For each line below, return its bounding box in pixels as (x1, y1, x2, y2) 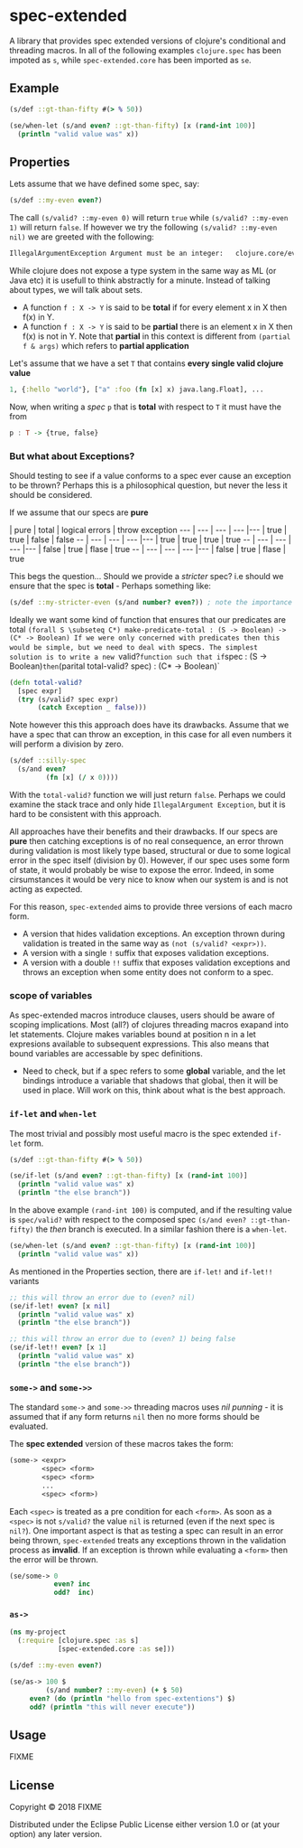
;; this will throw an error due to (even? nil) (9, 1293, 196, 1302)
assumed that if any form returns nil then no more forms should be (9, 1412, 260, 1422)
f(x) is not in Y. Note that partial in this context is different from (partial (22, 331, 291, 342)
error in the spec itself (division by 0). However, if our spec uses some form (9, 855, 290, 866)
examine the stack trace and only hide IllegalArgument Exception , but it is (9, 799, 286, 810)
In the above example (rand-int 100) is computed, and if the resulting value (9, 1205, 293, 1215)
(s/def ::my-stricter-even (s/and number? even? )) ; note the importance (9, 597, 293, 606)
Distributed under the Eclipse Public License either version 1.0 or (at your (9, 1819, 280, 1830)
